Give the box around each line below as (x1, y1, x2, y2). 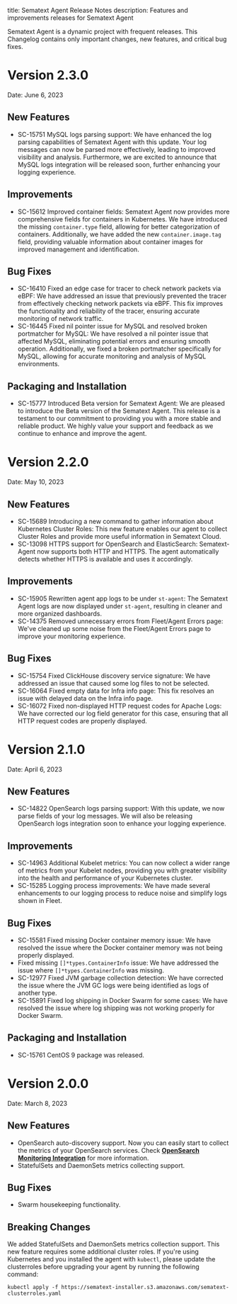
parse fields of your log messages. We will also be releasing (17, 812, 193, 821)
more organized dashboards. (17, 609, 103, 618)
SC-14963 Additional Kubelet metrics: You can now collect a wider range (17, 859, 230, 867)
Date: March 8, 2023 (7, 1099, 68, 1107)
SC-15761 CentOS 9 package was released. (17, 1051, 145, 1059)
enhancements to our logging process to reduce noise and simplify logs (17, 889, 228, 897)
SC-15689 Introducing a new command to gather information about (17, 517, 214, 525)
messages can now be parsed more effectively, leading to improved (17, 145, 216, 153)
